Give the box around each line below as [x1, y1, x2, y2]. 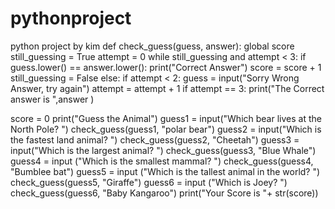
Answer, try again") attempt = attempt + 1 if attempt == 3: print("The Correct [10, 82, 325, 94]
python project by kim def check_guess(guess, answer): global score [10, 40, 295, 52]
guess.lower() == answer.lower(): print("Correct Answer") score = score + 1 [10, 61, 322, 73]
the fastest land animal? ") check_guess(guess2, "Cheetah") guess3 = [10, 133, 300, 146]
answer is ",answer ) [10, 93, 95, 105]
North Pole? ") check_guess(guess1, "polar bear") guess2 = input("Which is [10, 123, 322, 135]
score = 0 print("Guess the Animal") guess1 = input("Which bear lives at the [10, 112, 322, 124]
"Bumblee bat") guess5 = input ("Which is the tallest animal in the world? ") [10, 165, 321, 177]
